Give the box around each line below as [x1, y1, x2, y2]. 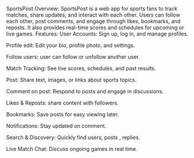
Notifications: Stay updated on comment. [6, 122, 107, 129]
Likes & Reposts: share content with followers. [6, 99, 119, 106]
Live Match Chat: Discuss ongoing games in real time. [6, 146, 138, 152]
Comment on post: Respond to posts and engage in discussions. [6, 88, 164, 94]
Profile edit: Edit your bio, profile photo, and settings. [6, 42, 135, 49]
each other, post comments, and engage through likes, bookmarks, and [6, 18, 181, 24]
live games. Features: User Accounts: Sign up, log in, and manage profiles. [6, 30, 189, 37]
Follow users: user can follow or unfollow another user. [6, 53, 141, 60]
